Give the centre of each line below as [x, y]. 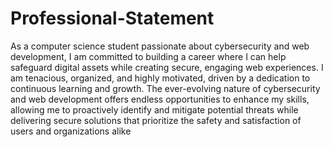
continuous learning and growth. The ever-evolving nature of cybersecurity [165, 88]
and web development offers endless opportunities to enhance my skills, [160, 99]
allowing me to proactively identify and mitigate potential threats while [154, 109]
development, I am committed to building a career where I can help [148, 56]
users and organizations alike [71, 131]
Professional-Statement [112, 18]
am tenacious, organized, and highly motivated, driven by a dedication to [160, 78]
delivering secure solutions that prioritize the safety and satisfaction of [156, 120]
